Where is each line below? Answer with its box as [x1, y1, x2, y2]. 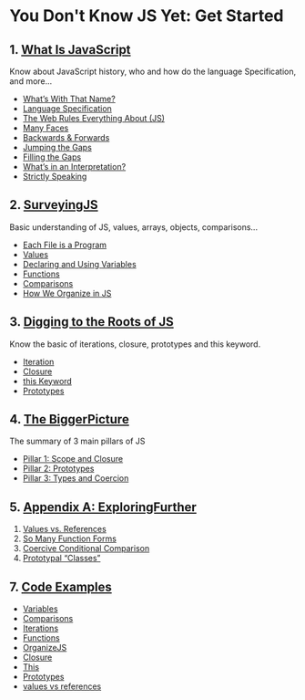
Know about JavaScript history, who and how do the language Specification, [9, 66, 297, 77]
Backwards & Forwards [22, 132, 110, 142]
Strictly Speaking [22, 171, 87, 182]
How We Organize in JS [22, 287, 112, 298]
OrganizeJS [22, 643, 67, 653]
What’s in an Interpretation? [22, 162, 127, 172]
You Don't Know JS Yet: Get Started [9, 5, 284, 26]
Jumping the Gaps [22, 142, 93, 152]
